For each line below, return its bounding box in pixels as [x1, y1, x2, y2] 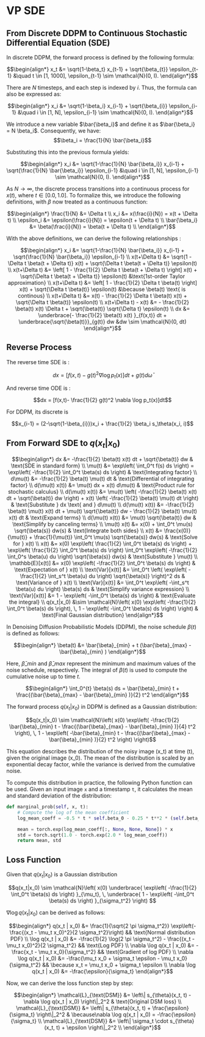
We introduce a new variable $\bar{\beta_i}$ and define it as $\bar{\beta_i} [6, 120, 195, 128]
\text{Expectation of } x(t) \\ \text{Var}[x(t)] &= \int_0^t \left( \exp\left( [14, 566, 187, 573]
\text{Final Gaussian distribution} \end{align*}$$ [41, 612, 164, 619]
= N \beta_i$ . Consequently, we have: [6, 127, 101, 134]
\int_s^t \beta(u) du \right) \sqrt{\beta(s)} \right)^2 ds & [48, 573, 185, 580]
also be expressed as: [6, 90, 62, 98]
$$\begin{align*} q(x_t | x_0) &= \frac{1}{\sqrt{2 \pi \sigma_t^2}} [9, 922, 170, 929]
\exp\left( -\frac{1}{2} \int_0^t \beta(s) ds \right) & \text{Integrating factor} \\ [8, 469, 197, 476]
